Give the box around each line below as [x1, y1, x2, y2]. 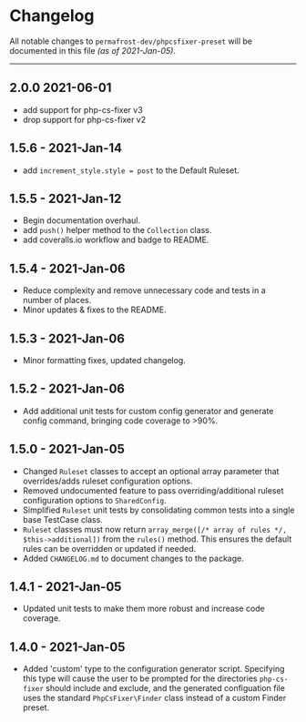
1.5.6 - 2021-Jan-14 [9, 140, 123, 156]
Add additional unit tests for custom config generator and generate [22, 405, 274, 416]
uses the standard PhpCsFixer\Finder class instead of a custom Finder [22, 693, 287, 704]
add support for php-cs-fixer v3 [22, 104, 143, 115]
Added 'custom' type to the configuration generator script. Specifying [22, 664, 285, 675]
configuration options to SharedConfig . [22, 494, 167, 505]
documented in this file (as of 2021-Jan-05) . [9, 45, 176, 56]
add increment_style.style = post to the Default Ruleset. [22, 165, 240, 176]
